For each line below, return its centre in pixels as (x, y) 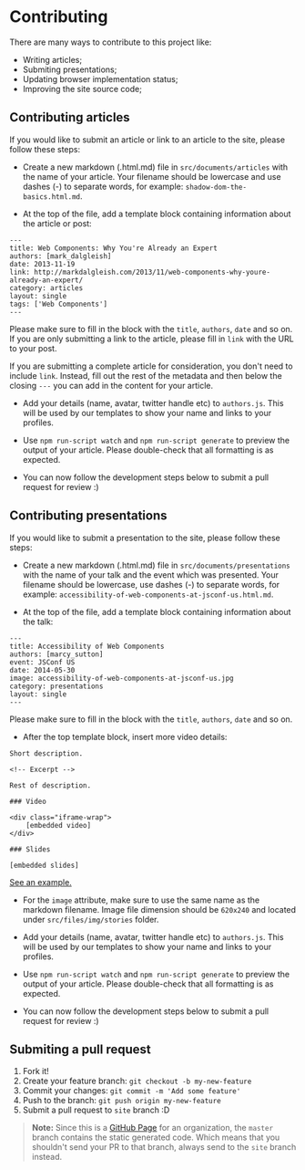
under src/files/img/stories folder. (91, 919)
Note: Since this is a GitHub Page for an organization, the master (152, 1128)
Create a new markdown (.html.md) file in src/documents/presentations (157, 565)
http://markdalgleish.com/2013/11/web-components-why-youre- (152, 272)
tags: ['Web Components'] (58, 304)
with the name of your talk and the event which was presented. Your (151, 575)
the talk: (38, 622)
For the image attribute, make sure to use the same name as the (141, 900)
